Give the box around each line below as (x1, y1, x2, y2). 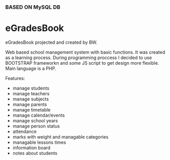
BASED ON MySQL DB (5, 4, 61, 11)
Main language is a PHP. (5, 65, 56, 71)
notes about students (12, 150, 58, 156)
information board (12, 144, 51, 151)
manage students (12, 85, 49, 91)
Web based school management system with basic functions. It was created (5, 49, 165, 55)
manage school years (12, 117, 58, 123)
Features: (5, 75, 25, 81)
